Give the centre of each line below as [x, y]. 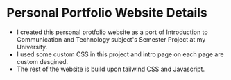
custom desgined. [42, 61]
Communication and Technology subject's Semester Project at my [111, 39]
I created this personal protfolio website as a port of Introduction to [112, 32]
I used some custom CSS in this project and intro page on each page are [120, 54]
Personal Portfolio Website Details [107, 13]
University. [32, 47]
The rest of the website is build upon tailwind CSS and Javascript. [111, 69]
